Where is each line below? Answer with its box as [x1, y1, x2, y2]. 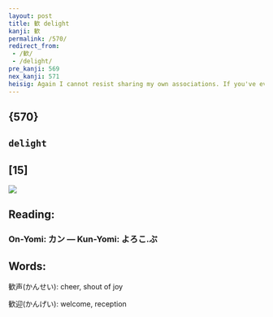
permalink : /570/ [8, 34, 67, 43]
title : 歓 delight [8, 20, 70, 28]
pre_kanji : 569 [8, 65, 60, 73]
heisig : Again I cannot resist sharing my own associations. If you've [8, 80, 256, 88]
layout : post [8, 11, 53, 20]
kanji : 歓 [8, 27, 41, 35]
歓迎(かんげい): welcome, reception [8, 299, 128, 309]
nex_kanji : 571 [8, 72, 60, 80]
